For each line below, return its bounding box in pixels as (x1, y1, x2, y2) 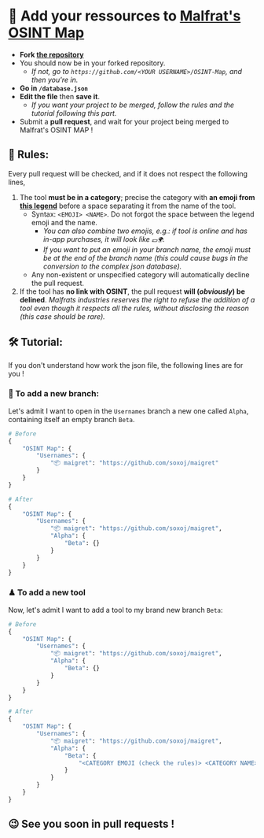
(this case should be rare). (19, 311, 106, 321)
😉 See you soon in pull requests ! (8, 818, 175, 831)
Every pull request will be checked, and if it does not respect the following (8, 169, 248, 178)
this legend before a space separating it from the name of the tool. (19, 201, 236, 210)
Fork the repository (19, 50, 84, 59)
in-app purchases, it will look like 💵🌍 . (42, 234, 165, 243)
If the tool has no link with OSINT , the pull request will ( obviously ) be (19, 287, 245, 296)
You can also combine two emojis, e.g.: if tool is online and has (42, 226, 248, 235)
